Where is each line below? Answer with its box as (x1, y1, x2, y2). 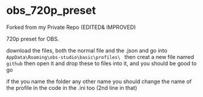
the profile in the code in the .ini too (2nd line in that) (6, 84, 138, 91)
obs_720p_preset (6, 4, 96, 17)
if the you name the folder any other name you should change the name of (6, 78, 192, 85)
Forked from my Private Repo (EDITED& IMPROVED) (6, 23, 136, 31)
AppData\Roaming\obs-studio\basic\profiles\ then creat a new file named (6, 53, 195, 60)
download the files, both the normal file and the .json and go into (6, 46, 168, 54)
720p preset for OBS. (6, 35, 59, 42)
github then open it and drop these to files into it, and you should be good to (6, 60, 197, 67)
